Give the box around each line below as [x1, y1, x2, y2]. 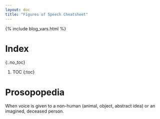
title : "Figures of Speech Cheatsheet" [5, 12, 88, 17]
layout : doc [5, 7, 30, 12]
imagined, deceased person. [5, 108, 64, 115]
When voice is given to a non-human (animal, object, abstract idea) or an [5, 103, 155, 109]
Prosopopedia [5, 87, 65, 98]
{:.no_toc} [5, 59, 25, 65]
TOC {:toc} [12, 69, 35, 75]
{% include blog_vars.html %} [5, 25, 66, 31]
